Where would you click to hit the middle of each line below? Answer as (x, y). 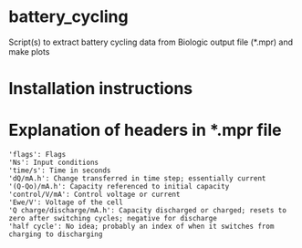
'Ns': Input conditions (54, 163)
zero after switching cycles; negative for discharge (113, 219)
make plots (29, 51)
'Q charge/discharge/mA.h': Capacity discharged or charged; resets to (147, 211)
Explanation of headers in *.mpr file (145, 130)
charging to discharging (56, 234)
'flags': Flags (37, 155)
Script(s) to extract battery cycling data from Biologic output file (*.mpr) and (151, 42)
